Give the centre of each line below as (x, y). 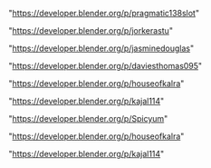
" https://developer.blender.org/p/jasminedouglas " (101, 48)
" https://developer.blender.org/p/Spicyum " (88, 119)
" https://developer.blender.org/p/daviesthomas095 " (105, 66)
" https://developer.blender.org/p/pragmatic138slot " (104, 13)
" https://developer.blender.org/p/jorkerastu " (91, 30)
